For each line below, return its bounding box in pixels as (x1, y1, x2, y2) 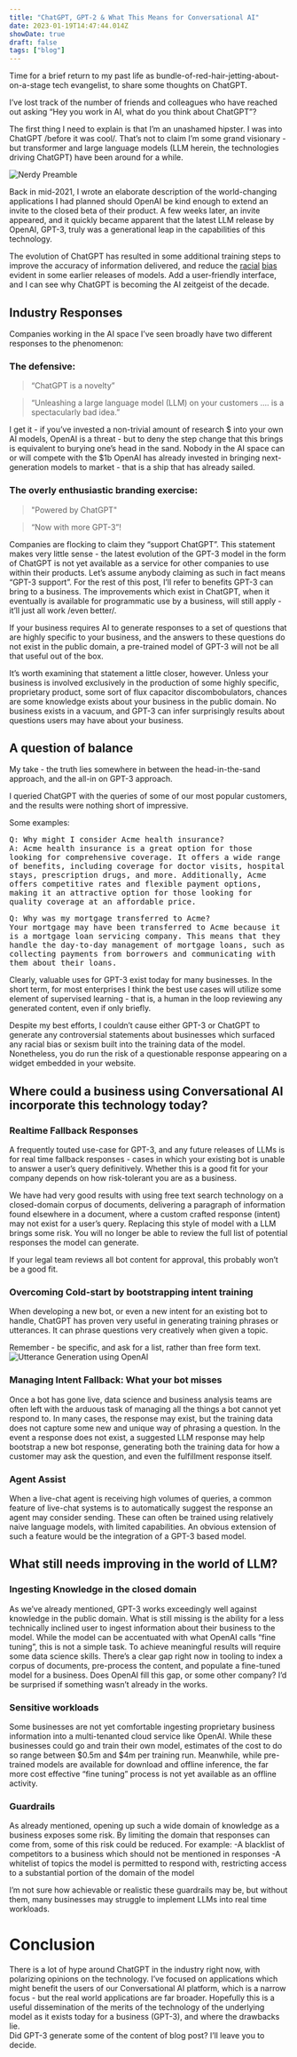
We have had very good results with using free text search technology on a (9, 1190, 284, 1200)
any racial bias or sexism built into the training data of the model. (9, 1039, 246, 1049)
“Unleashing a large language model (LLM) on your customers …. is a (30, 397, 285, 409)
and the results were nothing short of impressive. (9, 801, 189, 811)
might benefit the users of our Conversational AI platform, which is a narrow (9, 1983, 286, 1994)
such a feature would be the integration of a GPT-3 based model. (9, 1530, 246, 1542)
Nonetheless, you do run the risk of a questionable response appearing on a (9, 1048, 288, 1059)
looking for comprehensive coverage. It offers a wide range (9, 852, 281, 863)
